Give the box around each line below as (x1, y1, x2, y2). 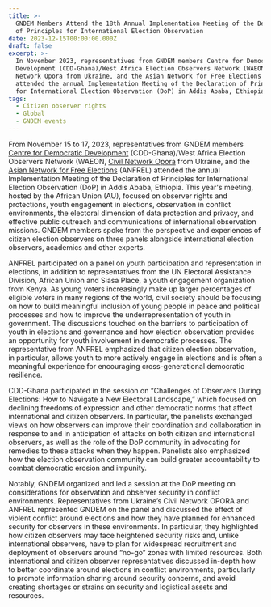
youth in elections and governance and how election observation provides (8, 327, 255, 337)
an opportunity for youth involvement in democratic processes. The (8, 335, 232, 345)
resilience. (8, 370, 43, 380)
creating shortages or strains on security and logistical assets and (8, 582, 228, 592)
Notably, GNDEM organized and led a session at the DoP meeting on (8, 478, 236, 488)
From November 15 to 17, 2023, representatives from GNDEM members (8, 139, 244, 149)
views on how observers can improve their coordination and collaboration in (8, 420, 261, 430)
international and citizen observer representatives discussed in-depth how (8, 556, 256, 566)
